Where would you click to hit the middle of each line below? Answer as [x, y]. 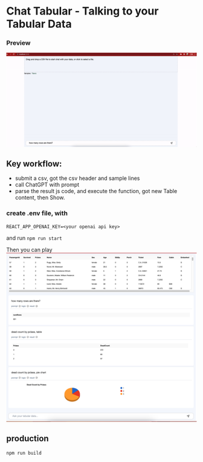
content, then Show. [40, 197]
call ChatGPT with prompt [47, 185]
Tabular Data [39, 24]
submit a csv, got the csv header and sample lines [77, 178]
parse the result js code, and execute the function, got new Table [96, 191]
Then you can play [29, 249]
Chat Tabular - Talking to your [82, 11]
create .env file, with [37, 213]
